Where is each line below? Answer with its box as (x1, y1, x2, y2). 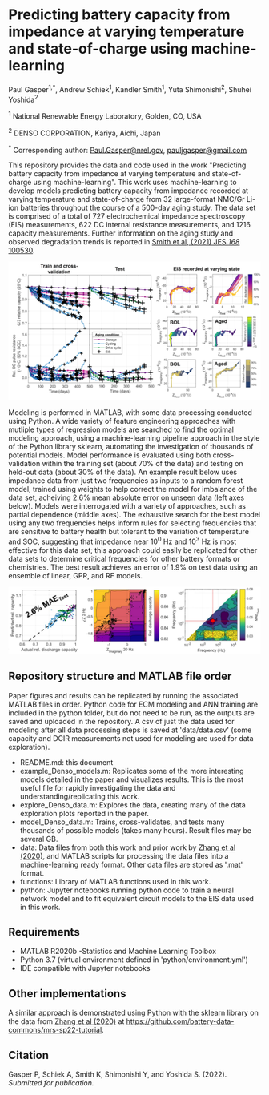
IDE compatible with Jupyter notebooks (19, 964, 151, 973)
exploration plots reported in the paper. (19, 808, 150, 818)
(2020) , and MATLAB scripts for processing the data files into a (19, 851, 229, 860)
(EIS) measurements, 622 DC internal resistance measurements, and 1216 (8, 220, 251, 230)
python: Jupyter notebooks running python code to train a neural (19, 885, 235, 895)
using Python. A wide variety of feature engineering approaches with (8, 417, 236, 426)
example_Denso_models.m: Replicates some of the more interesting (19, 766, 244, 775)
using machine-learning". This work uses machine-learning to (33, 178, 238, 187)
